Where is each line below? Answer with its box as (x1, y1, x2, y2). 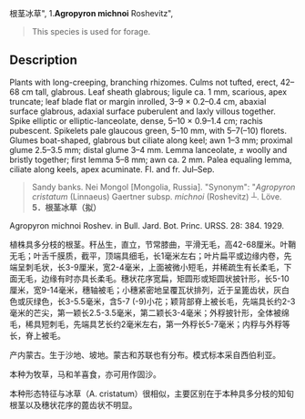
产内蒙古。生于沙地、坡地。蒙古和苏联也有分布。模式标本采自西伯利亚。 (9, 349, 280, 360)
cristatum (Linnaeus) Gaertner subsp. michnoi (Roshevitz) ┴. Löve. (31, 190, 282, 202)
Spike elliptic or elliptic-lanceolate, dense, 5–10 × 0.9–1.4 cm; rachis (9, 115, 263, 126)
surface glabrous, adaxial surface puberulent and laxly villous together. (9, 106, 276, 117)
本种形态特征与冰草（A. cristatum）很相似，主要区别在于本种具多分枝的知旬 (9, 388, 294, 399)
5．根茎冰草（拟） (31, 201, 102, 212)
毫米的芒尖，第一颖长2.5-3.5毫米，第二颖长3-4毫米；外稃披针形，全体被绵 (9, 307, 290, 318)
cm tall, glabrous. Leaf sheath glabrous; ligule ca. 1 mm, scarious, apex (21, 86, 288, 97)
